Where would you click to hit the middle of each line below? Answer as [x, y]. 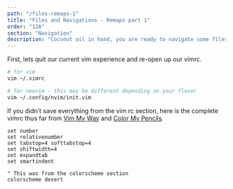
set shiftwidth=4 [32, 149]
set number [23, 131]
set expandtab [28, 155]
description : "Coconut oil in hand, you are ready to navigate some [108, 40]
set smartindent [31, 161]
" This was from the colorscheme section [68, 173]
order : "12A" [26, 26]
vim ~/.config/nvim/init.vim [49, 97]
